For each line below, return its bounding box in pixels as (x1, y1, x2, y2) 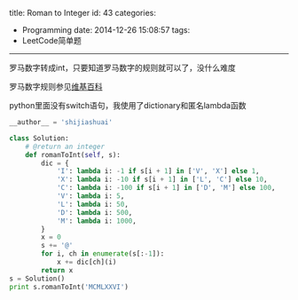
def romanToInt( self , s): (25, 150, 122, 159)
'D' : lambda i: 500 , (56, 208, 133, 217)
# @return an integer (25, 142, 105, 151)
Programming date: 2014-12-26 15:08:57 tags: (21, 25, 191, 35)
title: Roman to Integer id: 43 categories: (9, 8, 157, 18)
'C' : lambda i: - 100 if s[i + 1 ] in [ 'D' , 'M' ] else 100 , (56, 184, 276, 193)
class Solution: (9, 133, 69, 143)
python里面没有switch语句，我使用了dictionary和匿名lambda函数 (9, 100, 247, 110)
